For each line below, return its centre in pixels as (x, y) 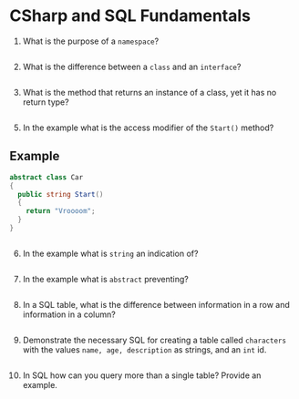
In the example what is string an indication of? (110, 253)
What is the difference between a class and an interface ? (132, 66)
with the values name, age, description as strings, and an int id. (144, 349)
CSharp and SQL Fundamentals (130, 16)
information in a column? (69, 314)
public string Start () (61, 194)
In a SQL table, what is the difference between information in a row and (156, 304)
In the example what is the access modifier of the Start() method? (148, 128)
